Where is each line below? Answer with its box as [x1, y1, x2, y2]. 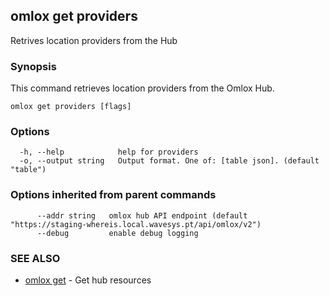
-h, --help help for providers [19, 147, 199, 158]
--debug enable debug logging [36, 228, 199, 238]
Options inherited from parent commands [10, 188, 217, 202]
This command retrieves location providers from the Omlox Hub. [10, 82, 275, 94]
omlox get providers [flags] [10, 102, 132, 112]
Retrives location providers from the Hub [10, 34, 178, 46]
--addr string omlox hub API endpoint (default [36, 210, 248, 221]
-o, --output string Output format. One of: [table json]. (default [19, 156, 320, 166]
